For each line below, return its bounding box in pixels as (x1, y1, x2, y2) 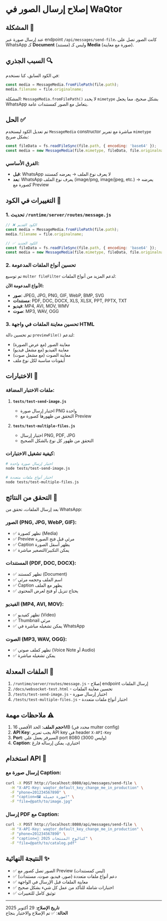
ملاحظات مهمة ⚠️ (5, 711, 54, 719)
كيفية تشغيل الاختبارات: (5, 450, 55, 457)
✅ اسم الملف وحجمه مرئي (12, 576, 62, 583)
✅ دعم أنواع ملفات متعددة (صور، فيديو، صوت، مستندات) (12, 873, 117, 879)
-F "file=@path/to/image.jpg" (10, 799, 72, 804)
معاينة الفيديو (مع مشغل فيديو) (12, 347, 69, 353)
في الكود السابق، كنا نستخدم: (5, 72, 60, 78)
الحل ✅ (5, 115, 26, 124)
